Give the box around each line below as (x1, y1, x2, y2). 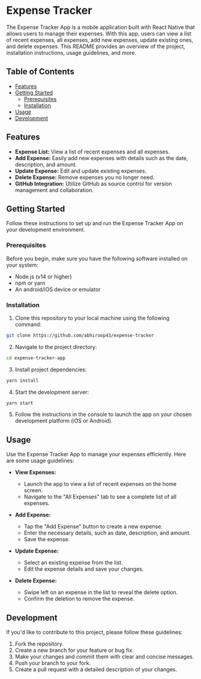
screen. (23, 487, 43, 494)
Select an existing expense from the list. (23, 559, 123, 566)
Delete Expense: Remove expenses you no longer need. (14, 173, 155, 181)
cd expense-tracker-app (6, 355, 66, 361)
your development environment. (6, 226, 85, 234)
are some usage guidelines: (6, 457, 74, 464)
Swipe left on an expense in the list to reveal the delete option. (23, 589, 178, 596)
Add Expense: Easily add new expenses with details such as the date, (14, 154, 188, 161)
